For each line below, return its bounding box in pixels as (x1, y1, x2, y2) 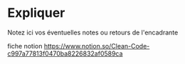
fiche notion (7, 41, 43, 50)
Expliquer (7, 5, 65, 21)
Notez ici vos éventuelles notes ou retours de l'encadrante (7, 28, 179, 37)
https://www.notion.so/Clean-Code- (43, 41, 150, 50)
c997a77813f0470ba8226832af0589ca (7, 49, 123, 58)
